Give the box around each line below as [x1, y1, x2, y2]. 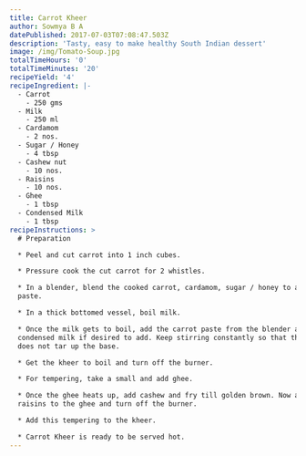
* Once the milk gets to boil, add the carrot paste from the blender [17, 325, 291, 334]
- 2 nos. [25, 132, 59, 141]
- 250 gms [25, 98, 64, 108]
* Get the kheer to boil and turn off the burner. [17, 358, 214, 368]
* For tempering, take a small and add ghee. [17, 375, 194, 384]
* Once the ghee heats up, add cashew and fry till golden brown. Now [17, 391, 291, 400]
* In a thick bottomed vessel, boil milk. [17, 308, 181, 317]
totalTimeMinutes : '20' [9, 65, 100, 74]
